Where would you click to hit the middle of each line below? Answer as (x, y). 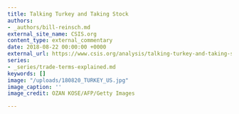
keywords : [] (27, 73)
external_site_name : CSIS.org (52, 34)
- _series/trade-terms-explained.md (62, 67)
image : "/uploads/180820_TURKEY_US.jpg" (68, 80)
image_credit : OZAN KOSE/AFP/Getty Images (71, 93)
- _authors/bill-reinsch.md (49, 27)
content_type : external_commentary (60, 41)
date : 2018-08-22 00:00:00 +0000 (57, 47)
